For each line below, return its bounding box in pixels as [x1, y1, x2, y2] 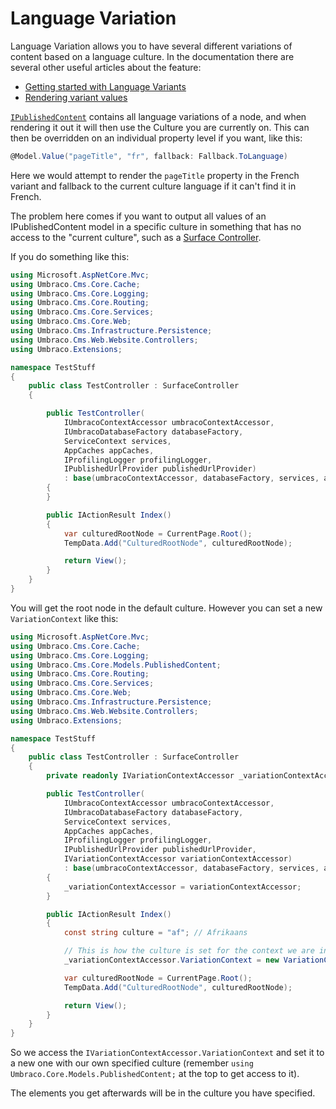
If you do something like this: [10, 250, 130, 262]
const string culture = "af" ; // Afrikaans [63, 928, 248, 938]
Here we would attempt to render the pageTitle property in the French [10, 169, 300, 181]
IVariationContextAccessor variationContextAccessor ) [63, 854, 293, 864]
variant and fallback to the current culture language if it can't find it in [10, 180, 297, 192]
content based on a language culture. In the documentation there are [10, 50, 295, 62]
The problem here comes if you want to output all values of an [10, 210, 267, 222]
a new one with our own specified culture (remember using [10, 1057, 254, 1069]
